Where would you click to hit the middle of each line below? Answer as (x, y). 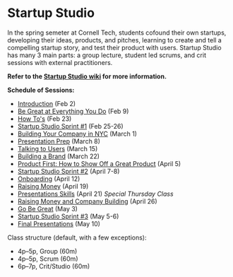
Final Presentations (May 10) (59, 223)
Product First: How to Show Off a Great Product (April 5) (99, 163)
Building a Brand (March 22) (59, 156)
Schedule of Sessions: (41, 90)
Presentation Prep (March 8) (59, 141)
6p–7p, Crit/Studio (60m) (54, 266)
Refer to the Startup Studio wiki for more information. (87, 76)
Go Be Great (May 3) (47, 208)
